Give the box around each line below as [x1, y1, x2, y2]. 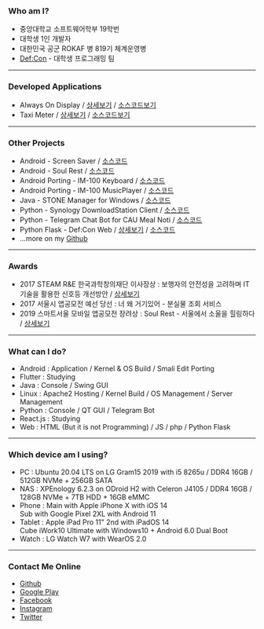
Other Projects [8, 137, 65, 148]
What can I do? [8, 346, 67, 357]
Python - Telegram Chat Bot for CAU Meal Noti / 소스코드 [19, 214, 203, 225]
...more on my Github [19, 233, 88, 243]
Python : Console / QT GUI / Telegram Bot [19, 406, 155, 415]
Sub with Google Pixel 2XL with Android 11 [19, 509, 156, 518]
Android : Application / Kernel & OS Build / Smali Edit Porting [19, 364, 214, 374]
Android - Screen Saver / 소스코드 [19, 155, 128, 166]
